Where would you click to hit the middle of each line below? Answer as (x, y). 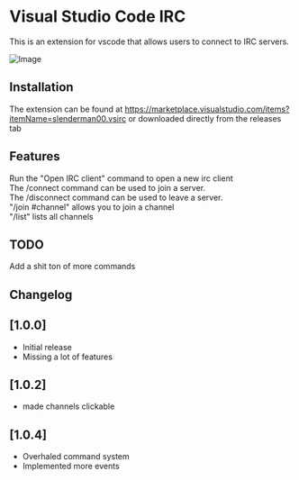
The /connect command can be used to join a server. (108, 187)
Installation (41, 87)
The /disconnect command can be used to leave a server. (116, 197)
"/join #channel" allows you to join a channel (92, 207)
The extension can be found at (66, 109)
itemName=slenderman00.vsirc (68, 118)
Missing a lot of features (67, 357)
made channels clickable (68, 406)
